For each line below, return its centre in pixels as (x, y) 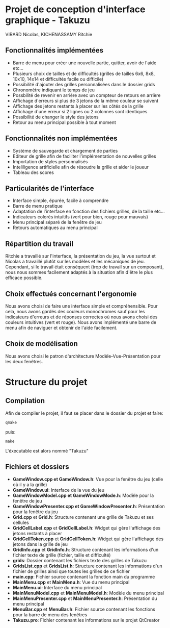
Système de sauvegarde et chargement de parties (65, 150)
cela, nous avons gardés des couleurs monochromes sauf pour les (75, 311)
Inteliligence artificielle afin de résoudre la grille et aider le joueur (81, 167)
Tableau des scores (33, 172)
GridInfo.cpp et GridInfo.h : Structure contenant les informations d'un (86, 549)
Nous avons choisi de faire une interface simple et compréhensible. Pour (81, 306)
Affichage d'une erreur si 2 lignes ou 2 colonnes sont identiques (80, 111)
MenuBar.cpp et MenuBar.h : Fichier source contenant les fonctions (84, 609)
